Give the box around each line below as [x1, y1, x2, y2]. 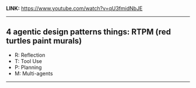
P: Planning [14, 64, 42, 71]
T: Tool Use [14, 57, 43, 64]
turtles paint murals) [6, 36, 82, 46]
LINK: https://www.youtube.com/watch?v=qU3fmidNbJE [6, 5, 143, 12]
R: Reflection [14, 52, 45, 58]
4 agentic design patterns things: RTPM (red [6, 27, 171, 37]
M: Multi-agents [14, 69, 54, 77]
